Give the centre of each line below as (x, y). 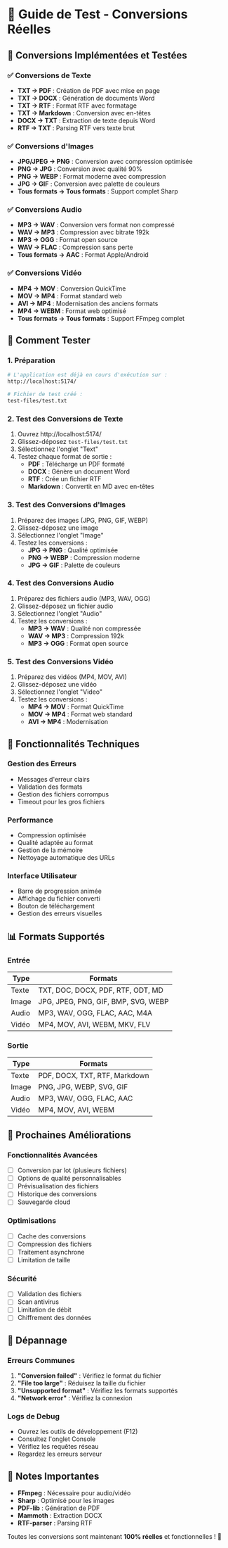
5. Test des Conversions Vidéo (60, 661)
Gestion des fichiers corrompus (63, 794)
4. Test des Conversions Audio (61, 583)
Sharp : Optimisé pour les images (66, 1501)
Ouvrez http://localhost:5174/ (59, 434)
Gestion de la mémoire (50, 850)
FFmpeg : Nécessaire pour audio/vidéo (74, 1493)
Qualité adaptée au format (55, 843)
